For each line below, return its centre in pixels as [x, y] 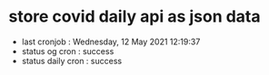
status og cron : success [68, 51]
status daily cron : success [72, 61]
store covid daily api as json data [134, 17]
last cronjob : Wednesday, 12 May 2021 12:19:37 [111, 42]
